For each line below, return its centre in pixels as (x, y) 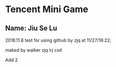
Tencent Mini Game (47, 9)
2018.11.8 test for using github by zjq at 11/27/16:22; (59, 40)
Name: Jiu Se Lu (31, 28)
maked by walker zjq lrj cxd (34, 50)
